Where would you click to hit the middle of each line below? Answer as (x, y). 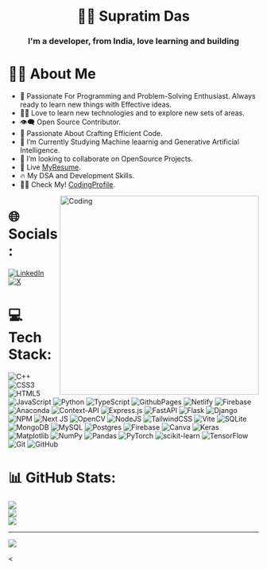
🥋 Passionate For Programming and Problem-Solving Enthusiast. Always (137, 96)
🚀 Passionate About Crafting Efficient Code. (91, 134)
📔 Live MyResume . (50, 167)
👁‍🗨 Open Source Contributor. (70, 122)
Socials (33, 234)
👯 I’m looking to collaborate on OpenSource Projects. (106, 159)
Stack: (30, 355)
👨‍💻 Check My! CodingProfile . (67, 185)
